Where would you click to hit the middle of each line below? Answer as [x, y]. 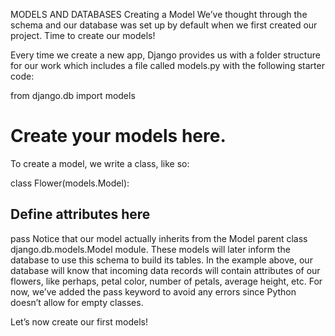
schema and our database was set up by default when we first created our [164, 25]
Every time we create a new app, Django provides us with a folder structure [165, 55]
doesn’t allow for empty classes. [77, 302]
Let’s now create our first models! [79, 321]
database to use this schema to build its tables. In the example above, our [161, 260]
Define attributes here [80, 214]
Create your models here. [118, 136]
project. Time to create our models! [83, 35]
